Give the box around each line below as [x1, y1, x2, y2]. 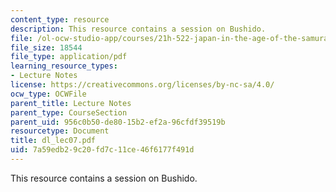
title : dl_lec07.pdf [10, 136, 97, 146]
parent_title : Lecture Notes [10, 98, 132, 108]
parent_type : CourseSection [10, 107, 128, 118]
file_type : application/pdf [10, 52, 128, 62]
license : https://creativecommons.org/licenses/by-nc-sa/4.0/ [10, 80, 275, 90]
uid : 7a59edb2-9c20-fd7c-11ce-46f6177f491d [10, 145, 195, 155]
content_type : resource [10, 14, 110, 25]
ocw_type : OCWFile [10, 89, 87, 99]
